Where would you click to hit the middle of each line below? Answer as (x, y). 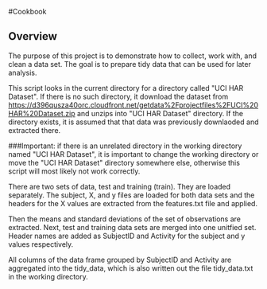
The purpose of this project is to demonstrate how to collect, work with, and (132, 56)
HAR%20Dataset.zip (42, 113)
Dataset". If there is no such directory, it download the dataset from (118, 96)
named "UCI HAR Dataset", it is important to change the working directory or (133, 154)
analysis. (23, 72)
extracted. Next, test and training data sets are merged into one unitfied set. (132, 227)
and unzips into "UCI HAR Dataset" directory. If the (160, 113)
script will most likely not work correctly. (74, 171)
